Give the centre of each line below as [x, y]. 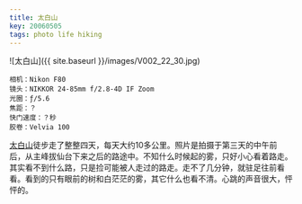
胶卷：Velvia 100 [40, 128]
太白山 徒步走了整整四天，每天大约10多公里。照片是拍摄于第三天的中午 [139, 146]
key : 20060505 [36, 26]
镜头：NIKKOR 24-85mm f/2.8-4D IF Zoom [82, 89]
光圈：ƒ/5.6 [30, 99]
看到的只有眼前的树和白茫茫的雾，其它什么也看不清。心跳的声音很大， [155, 179]
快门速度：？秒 [33, 118]
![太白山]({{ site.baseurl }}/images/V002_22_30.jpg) [105, 61]
